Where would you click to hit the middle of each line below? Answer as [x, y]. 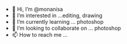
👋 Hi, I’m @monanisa [37, 9]
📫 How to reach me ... [40, 35]
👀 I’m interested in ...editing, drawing [57, 15]
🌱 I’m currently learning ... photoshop [58, 22]
